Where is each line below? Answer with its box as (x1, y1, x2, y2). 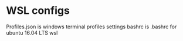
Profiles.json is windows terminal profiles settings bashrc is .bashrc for (6, 23, 177, 30)
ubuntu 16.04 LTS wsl (6, 29, 58, 36)
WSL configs (6, 4, 70, 17)
